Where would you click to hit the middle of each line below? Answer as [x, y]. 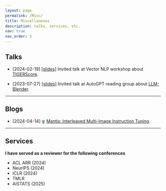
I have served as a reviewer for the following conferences [65, 153]
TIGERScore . [25, 74]
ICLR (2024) [25, 173]
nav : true [15, 31]
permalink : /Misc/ [24, 16]
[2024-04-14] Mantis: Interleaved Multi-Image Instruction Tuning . [81, 121]
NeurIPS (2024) [28, 168]
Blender [20, 89]
